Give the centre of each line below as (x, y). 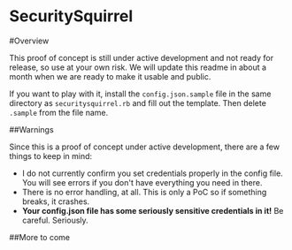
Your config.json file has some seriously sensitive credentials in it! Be (153, 210)
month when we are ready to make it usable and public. (110, 76)
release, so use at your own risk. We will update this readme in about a (138, 67)
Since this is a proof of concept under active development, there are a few (145, 147)
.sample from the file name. (59, 112)
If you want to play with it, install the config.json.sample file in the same (140, 94)
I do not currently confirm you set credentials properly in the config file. (152, 173)
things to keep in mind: (51, 155)
